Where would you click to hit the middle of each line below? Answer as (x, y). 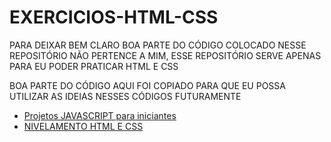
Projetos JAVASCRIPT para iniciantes (100, 115)
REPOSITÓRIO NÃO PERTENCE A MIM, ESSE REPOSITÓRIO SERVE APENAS (165, 55)
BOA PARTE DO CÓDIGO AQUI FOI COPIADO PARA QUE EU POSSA (147, 85)
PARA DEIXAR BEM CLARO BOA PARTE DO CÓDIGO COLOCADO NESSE (158, 45)
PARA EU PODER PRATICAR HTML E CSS (94, 66)
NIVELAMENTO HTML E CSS (83, 126)
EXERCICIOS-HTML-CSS (114, 17)
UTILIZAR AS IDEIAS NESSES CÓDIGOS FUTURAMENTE (125, 96)
